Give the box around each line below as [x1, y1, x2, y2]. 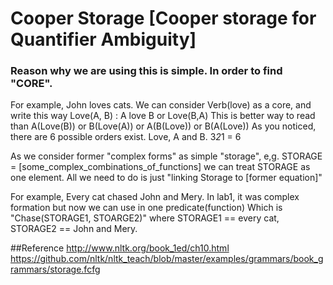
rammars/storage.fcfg [10, 263, 101, 276]
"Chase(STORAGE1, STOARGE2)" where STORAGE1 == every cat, [10, 212, 280, 224]
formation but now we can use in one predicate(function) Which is [10, 202, 283, 214]
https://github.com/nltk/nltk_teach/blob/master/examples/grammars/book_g [10, 253, 324, 265]
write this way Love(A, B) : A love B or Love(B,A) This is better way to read [10, 110, 316, 122]
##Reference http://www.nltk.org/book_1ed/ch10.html [10, 242, 230, 254]
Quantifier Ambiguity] [10, 28, 197, 51]
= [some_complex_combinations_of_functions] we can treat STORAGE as [10, 161, 311, 173]
